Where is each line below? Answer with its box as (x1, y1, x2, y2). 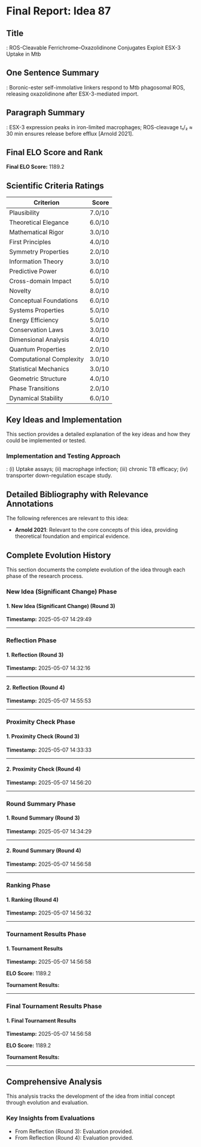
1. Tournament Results (6, 945, 63, 952)
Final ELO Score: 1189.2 (6, 163, 65, 171)
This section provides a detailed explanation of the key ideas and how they (6, 431, 190, 438)
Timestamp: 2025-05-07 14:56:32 (6, 909, 92, 917)
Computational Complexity (9, 355, 84, 364)
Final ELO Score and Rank (6, 147, 103, 157)
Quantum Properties (9, 345, 66, 354)
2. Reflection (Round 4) (6, 684, 65, 691)
